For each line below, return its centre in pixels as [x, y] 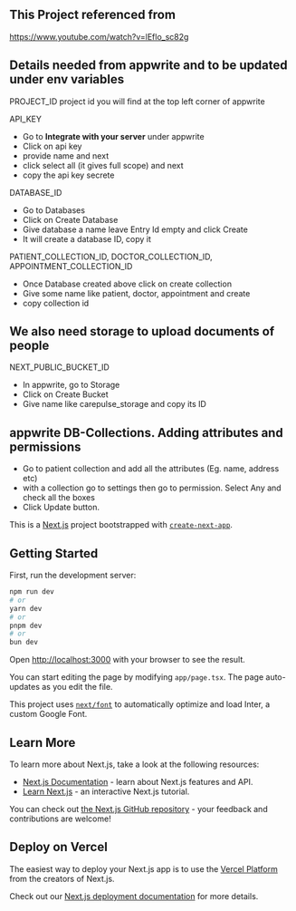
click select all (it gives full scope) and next [103, 165]
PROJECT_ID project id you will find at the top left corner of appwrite [137, 101]
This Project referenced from [93, 15]
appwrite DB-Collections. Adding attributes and [146, 433]
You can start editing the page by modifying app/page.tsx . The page [137, 677]
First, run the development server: [73, 576]
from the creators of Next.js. [62, 878]
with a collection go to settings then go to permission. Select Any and [152, 488]
